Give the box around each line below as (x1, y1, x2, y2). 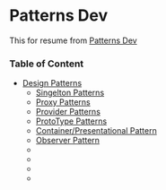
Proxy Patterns (35, 97, 92, 108)
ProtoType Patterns (35, 116, 108, 126)
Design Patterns (22, 78, 83, 89)
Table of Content (9, 57, 84, 70)
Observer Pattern (35, 135, 100, 146)
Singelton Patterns (35, 87, 105, 99)
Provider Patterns (35, 107, 101, 117)
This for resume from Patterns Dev (9, 35, 137, 46)
